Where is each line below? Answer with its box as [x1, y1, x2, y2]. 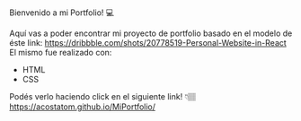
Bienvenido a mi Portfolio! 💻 [9, 7, 115, 18]
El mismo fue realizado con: [9, 48, 112, 57]
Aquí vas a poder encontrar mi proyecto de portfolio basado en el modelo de [9, 28, 293, 39]
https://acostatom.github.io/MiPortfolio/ [9, 101, 155, 112]
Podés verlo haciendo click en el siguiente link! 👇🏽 [9, 91, 197, 101]
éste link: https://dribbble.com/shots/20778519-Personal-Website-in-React [9, 38, 288, 48]
